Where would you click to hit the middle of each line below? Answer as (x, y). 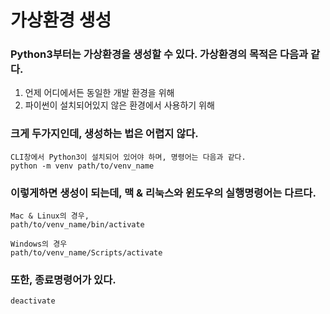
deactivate (33, 301)
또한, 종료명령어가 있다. (63, 279)
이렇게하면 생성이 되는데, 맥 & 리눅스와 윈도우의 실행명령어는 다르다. (163, 193)
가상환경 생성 (61, 20)
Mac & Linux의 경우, (50, 216)
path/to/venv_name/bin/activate (77, 225)
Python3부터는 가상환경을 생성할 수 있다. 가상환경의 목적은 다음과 (159, 54)
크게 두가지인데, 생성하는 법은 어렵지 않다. (104, 134)
